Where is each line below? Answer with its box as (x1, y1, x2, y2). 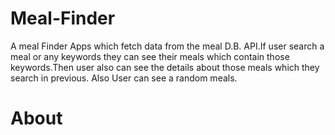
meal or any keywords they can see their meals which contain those (10, 50, 290, 62)
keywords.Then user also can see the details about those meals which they (10, 61, 320, 73)
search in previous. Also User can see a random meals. (10, 72, 238, 84)
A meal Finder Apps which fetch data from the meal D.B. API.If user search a (10, 40, 325, 52)
